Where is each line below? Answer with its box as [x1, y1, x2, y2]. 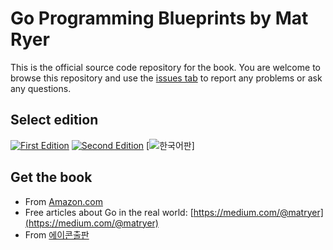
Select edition [10, 112, 99, 129]
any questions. [10, 82, 72, 94]
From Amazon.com [24, 195, 103, 207]
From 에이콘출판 [24, 228, 90, 241]
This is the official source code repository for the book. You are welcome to [10, 61, 321, 73]
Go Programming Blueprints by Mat [10, 7, 309, 30]
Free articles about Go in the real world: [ [24, 206, 194, 218]
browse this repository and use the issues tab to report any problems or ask [10, 72, 323, 84]
